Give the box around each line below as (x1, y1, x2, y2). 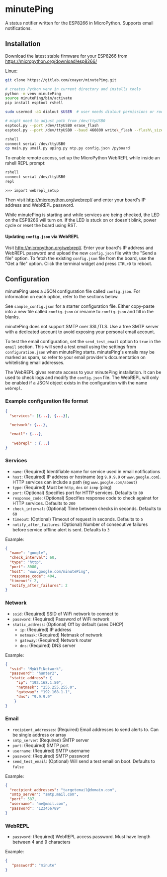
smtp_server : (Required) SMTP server (12, 737, 89, 743)
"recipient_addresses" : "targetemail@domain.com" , (9, 787, 117, 792)
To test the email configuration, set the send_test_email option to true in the (5, 338, 161, 344)
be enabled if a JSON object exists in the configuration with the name (5, 379, 148, 385)
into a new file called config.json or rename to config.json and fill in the (5, 308, 154, 314)
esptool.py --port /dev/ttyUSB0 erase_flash (5, 123, 99, 128)
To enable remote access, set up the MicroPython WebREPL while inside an (5, 155, 160, 161)
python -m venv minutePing (5, 91, 61, 96)
